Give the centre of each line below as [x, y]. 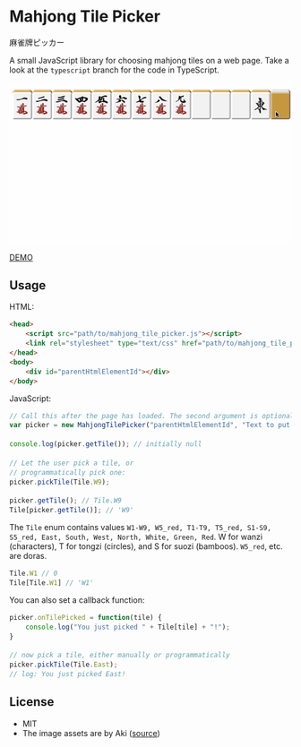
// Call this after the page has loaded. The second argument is [133, 416]
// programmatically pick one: [68, 472]
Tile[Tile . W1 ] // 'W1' [52, 583]
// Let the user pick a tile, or [72, 463]
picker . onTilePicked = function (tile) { [86, 617]
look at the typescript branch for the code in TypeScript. [114, 70]
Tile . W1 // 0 [34, 574]
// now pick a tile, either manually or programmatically [120, 656]
